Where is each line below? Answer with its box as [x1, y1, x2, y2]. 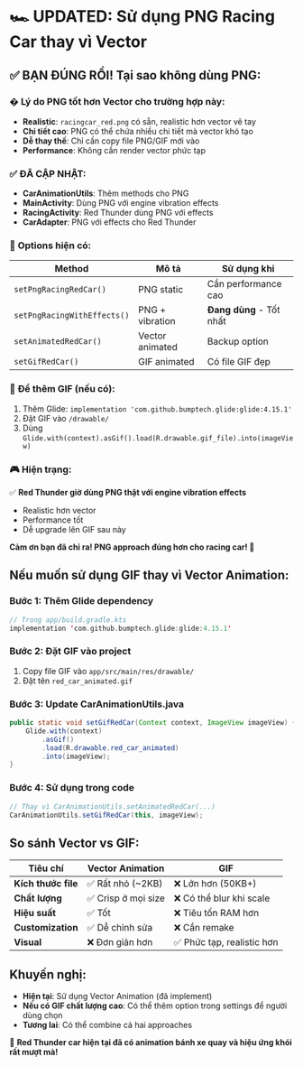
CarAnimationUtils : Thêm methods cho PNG [22, 188, 189, 199]
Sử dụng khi [221, 263, 275, 275]
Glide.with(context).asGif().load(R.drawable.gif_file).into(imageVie [22, 433, 294, 442]
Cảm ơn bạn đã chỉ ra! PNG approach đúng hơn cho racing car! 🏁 [9, 542, 255, 552]
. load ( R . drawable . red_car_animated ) [41, 743, 179, 753]
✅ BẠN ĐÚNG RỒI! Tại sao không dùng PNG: [9, 68, 262, 83]
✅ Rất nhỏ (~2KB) [87, 877, 163, 890]
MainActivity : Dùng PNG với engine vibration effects [22, 198, 219, 209]
